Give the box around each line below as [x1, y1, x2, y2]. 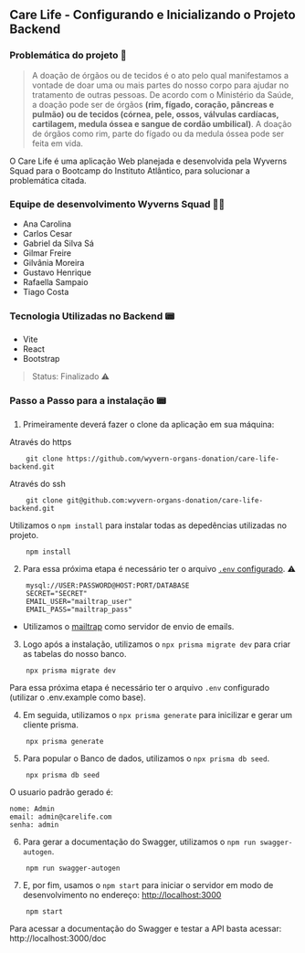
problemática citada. [9, 175, 87, 185]
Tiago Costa [22, 286, 69, 297]
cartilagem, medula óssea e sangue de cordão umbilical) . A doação [31, 118, 292, 129]
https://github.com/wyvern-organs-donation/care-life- [67, 454, 280, 463]
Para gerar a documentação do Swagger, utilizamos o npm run [22, 836, 257, 847]
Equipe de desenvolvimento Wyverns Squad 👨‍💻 [9, 197, 226, 210]
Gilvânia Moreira [22, 257, 85, 268]
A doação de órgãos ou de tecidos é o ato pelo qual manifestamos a [31, 69, 289, 80]
